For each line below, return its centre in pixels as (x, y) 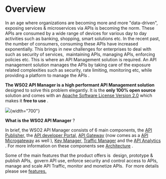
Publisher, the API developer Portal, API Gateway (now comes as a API (77, 135)
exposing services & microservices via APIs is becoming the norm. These (80, 28)
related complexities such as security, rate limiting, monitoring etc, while (79, 70)
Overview (25, 9)
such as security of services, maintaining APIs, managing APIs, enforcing (80, 54)
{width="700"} (25, 111)
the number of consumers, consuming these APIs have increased (72, 44)
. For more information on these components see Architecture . (69, 146)
